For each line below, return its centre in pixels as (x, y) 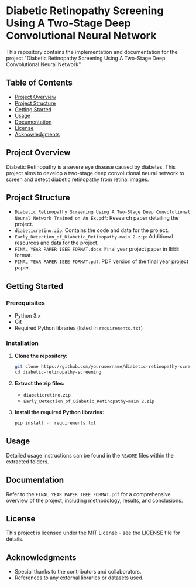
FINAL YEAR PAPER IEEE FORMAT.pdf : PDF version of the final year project (102, 261)
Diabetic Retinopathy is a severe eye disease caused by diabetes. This (91, 167)
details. (15, 539)
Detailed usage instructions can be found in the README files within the (90, 455)
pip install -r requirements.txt (55, 423)
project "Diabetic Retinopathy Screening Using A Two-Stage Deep (86, 58)
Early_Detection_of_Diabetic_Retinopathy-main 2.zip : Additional (94, 237)
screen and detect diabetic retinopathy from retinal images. (78, 179)
